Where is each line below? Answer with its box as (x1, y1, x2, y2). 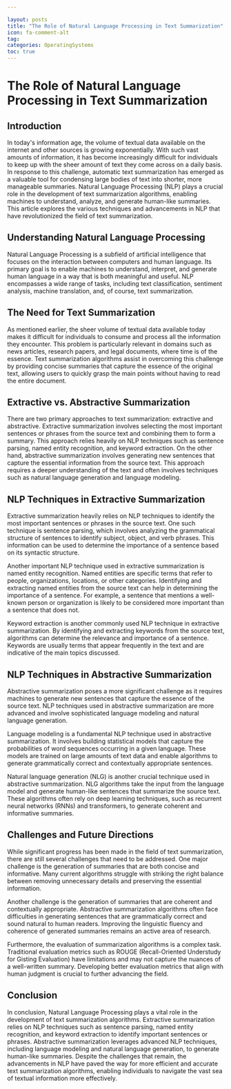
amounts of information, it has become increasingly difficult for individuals (7, 153, 219, 161)
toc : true (7, 48, 36, 55)
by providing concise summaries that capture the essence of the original (7, 362, 214, 370)
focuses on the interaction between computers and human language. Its (7, 257, 212, 266)
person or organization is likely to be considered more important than (27, 599, 224, 607)
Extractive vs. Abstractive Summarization (7, 396, 190, 408)
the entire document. (7, 376, 67, 385)
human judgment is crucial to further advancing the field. (7, 970, 169, 978)
